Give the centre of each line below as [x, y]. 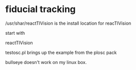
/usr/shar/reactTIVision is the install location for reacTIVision [68, 23]
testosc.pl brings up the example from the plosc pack [61, 52]
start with [15, 33]
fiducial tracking [41, 9]
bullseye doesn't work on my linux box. [46, 62]
